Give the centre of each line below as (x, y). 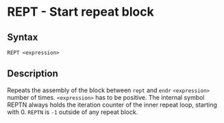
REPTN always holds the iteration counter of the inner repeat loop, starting (112, 105)
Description (33, 73)
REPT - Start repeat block (80, 12)
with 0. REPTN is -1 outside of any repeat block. (73, 112)
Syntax (23, 37)
